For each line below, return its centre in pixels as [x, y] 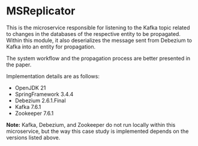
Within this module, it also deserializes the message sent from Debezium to [99, 40]
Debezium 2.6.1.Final [40, 101]
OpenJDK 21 [30, 87]
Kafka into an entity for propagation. [51, 47]
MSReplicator [41, 11]
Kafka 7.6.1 [28, 107]
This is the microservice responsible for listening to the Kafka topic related [98, 28]
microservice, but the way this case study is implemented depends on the [97, 131]
